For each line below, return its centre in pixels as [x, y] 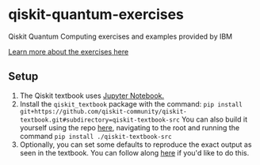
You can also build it [214, 119]
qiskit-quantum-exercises [96, 15]
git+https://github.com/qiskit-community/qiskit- [103, 111]
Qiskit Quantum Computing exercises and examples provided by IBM [120, 36]
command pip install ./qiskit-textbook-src [96, 136]
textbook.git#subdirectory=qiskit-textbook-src [99, 120]
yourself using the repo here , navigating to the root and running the [130, 127]
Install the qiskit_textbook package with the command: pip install [131, 103]
